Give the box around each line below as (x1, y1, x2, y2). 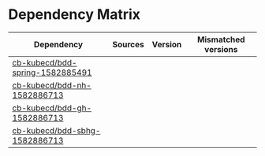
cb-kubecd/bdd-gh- (12, 102, 92, 113)
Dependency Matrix (8, 6, 140, 24)
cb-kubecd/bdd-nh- (12, 80, 92, 91)
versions (204, 43, 238, 54)
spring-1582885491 (12, 67, 92, 78)
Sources (112, 39, 144, 50)
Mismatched (196, 34, 246, 45)
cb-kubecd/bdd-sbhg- (12, 124, 101, 136)
